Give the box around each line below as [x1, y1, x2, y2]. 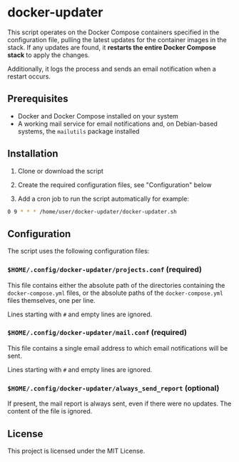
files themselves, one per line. [7, 296, 96, 304]
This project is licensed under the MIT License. [7, 446, 146, 455]
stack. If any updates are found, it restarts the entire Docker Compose [7, 43, 216, 51]
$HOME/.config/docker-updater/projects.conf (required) [7, 265, 202, 275]
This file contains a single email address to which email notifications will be [7, 343, 228, 352]
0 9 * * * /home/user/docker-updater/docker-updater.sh [7, 208, 177, 215]
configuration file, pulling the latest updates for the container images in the [7, 35, 227, 44]
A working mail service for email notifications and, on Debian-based [17, 119, 218, 128]
